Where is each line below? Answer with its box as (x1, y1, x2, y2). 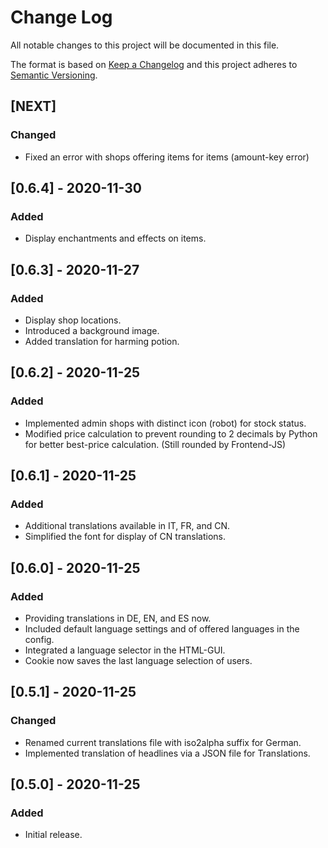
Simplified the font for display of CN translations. (24, 531, 227, 543)
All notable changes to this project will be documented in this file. (10, 39, 280, 51)
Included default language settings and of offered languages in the (24, 623, 300, 635)
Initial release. (24, 829, 83, 841)
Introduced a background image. (24, 325, 160, 336)
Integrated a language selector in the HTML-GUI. (24, 644, 226, 656)
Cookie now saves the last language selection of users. (24, 655, 253, 667)
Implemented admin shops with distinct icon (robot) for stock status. (24, 417, 307, 429)
